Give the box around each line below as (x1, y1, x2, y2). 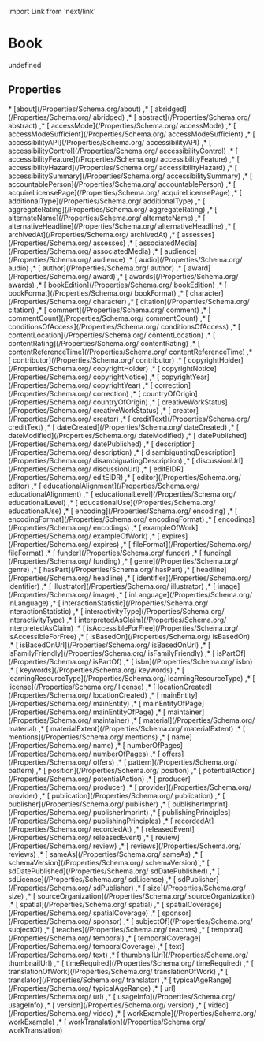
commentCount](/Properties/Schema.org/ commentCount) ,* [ (8, 313, 210, 322)
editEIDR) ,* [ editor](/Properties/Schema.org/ (92, 472, 242, 482)
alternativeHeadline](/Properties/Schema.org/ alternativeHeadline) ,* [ (8, 221, 236, 231)
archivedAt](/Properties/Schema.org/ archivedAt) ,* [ (8, 229, 180, 239)
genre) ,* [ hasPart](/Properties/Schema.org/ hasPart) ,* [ (8, 564, 195, 574)
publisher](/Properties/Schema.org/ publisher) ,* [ (8, 799, 171, 809)
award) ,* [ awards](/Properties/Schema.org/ (92, 271, 239, 281)
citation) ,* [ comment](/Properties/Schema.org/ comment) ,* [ (8, 305, 211, 314)
